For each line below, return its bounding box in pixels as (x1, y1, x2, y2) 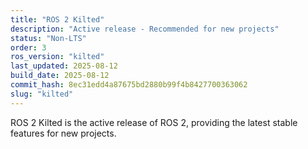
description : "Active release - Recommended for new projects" (10, 24, 280, 34)
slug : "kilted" (10, 89, 74, 99)
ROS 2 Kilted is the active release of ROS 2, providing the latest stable (10, 116, 298, 128)
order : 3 (10, 42, 47, 53)
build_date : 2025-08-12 (10, 71, 110, 81)
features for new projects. (10, 127, 117, 139)
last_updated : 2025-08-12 (10, 61, 118, 71)
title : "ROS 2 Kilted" (10, 14, 105, 25)
